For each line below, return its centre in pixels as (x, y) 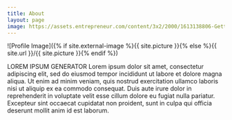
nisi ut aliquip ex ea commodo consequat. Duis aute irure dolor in (99, 89)
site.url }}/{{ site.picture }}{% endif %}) (63, 53)
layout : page (26, 20)
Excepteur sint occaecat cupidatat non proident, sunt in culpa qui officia (109, 103)
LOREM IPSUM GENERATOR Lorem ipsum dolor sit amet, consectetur (106, 67)
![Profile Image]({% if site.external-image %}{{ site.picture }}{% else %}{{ (112, 46)
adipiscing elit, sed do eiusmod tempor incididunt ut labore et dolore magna (115, 74)
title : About (26, 13)
